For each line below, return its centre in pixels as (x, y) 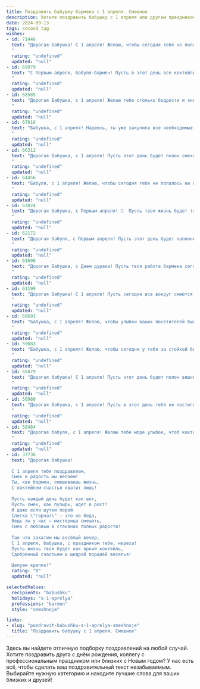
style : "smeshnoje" (36, 609)
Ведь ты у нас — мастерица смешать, (57, 521)
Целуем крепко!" (32, 565)
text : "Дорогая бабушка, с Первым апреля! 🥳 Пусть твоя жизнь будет (99, 211)
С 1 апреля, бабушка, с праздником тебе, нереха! (74, 543)
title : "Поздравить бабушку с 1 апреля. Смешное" (74, 631)
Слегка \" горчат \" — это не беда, (54, 516)
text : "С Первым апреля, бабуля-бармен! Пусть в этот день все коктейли (104, 73)
